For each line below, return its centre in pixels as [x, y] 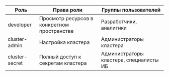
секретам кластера [63, 63]
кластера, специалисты [130, 60]
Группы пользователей [131, 10]
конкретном [54, 25]
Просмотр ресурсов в [67, 18]
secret [15, 63]
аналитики [114, 28]
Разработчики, [119, 21]
